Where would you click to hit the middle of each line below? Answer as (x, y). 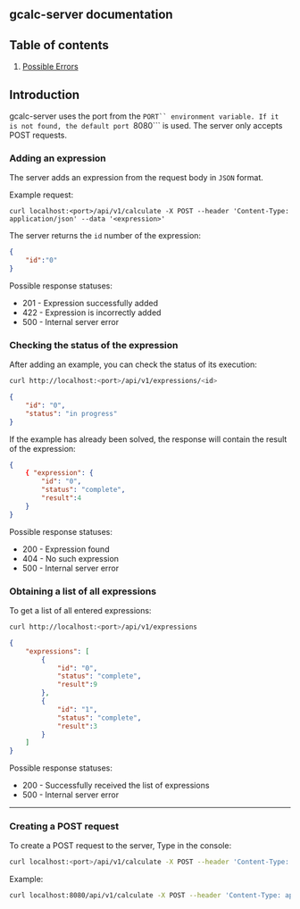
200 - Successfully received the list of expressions (116, 786)
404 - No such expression (70, 558)
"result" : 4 (62, 498)
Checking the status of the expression (94, 345)
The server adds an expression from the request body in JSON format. (136, 178)
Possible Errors (50, 67)
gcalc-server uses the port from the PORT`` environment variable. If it (144, 116)
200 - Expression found (66, 549)
